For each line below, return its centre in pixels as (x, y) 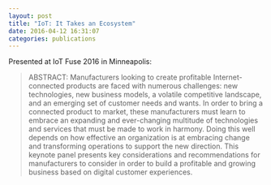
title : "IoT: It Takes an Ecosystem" (72, 24)
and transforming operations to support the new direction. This (133, 146)
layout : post (30, 16)
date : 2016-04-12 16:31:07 (54, 31)
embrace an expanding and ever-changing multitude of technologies (143, 120)
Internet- (228, 77)
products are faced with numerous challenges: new (152, 86)
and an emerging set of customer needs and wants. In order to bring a (146, 103)
